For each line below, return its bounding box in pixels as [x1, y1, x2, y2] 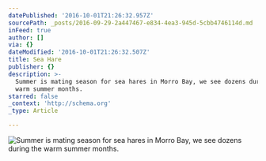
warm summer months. [15, 84, 83, 93]
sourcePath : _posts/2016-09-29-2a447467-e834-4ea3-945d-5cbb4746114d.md [8, 19, 253, 27]
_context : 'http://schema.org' [8, 99, 112, 107]
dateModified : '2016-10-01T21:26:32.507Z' [8, 48, 150, 56]
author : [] [8, 33, 44, 42]
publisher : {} [8, 63, 55, 71]
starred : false [8, 92, 59, 100]
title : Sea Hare [8, 56, 62, 64]
